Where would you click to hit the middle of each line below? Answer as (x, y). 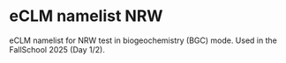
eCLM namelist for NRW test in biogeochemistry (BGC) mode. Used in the (143, 40)
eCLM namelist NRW (86, 16)
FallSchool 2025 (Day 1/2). (57, 49)
